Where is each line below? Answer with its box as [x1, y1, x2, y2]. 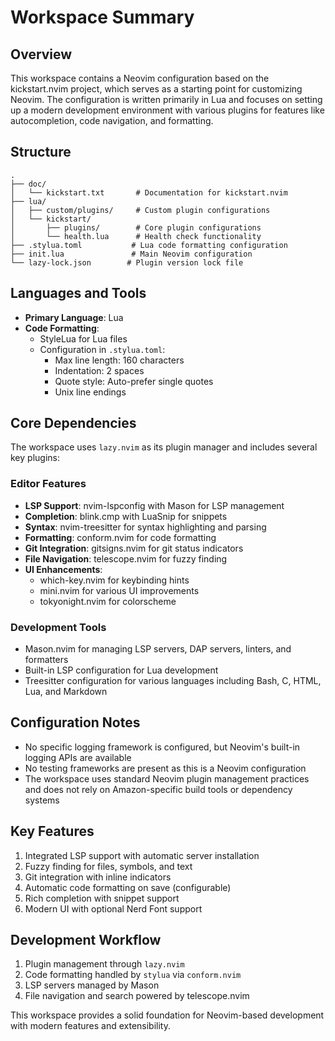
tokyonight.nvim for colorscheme [39, 595, 177, 607]
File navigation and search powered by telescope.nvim [24, 990, 250, 1002]
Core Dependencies [10, 415, 137, 432]
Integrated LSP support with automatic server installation [24, 849, 260, 861]
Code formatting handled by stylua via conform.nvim [24, 969, 242, 981]
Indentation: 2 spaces [54, 364, 145, 376]
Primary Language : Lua [24, 311, 124, 323]
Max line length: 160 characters [54, 354, 185, 366]
